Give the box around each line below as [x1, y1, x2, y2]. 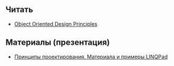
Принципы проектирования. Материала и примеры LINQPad [14, 53, 168, 60]
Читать [5, 5, 33, 15]
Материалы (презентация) [5, 38, 110, 48]
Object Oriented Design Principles [14, 20, 97, 27]
